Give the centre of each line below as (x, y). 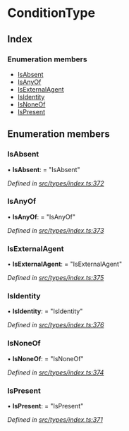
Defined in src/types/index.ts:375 (56, 278)
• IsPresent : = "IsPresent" (45, 406)
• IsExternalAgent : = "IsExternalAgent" (64, 264)
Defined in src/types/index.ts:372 (56, 183)
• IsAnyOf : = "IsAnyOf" (42, 217)
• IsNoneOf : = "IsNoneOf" (45, 358)
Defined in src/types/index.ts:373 (56, 230)
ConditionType (51, 13)
